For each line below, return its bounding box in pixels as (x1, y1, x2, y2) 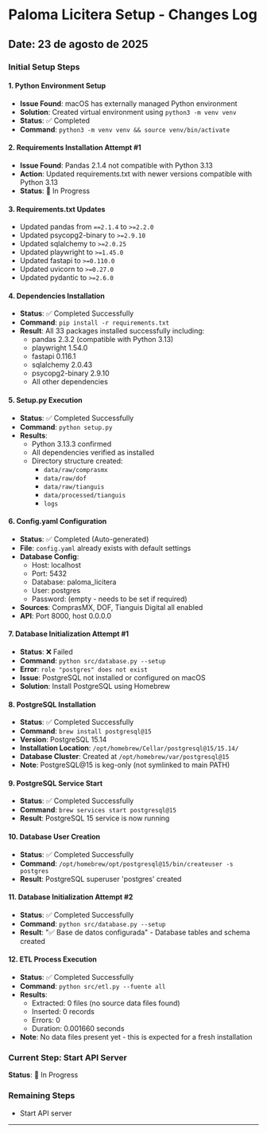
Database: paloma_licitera (31, 576, 117, 587)
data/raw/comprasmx (43, 466, 109, 474)
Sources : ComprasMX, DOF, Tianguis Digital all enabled (19, 602, 203, 612)
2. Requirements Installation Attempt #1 (8, 143, 141, 152)
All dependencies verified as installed (31, 447, 155, 457)
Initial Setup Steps (8, 61, 81, 73)
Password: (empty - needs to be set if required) (31, 594, 188, 604)
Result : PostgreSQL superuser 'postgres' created (19, 874, 182, 883)
